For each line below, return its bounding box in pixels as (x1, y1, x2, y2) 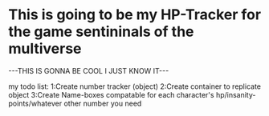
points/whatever (8, 98, 63, 108)
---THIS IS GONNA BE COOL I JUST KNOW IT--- (8, 66, 169, 75)
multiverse (8, 40, 82, 58)
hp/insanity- (215, 90, 256, 99)
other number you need (63, 98, 142, 108)
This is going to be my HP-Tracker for (8, 6, 262, 24)
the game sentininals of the (8, 22, 194, 41)
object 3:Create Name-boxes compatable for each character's (8, 90, 214, 99)
